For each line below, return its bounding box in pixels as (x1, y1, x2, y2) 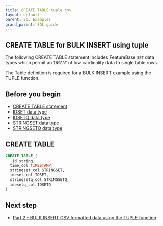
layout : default (5, 12, 40, 17)
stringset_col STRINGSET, (10, 168, 65, 173)
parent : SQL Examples (5, 17, 51, 22)
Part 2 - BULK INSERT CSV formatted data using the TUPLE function (12, 214, 156, 220)
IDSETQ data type (12, 114, 50, 120)
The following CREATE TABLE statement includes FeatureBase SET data (5, 54, 154, 60)
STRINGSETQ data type (12, 125, 63, 131)
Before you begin (5, 90, 61, 99)
